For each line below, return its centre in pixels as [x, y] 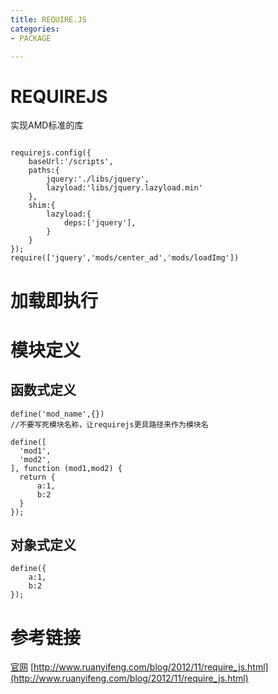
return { [37, 477]
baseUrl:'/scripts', [71, 162]
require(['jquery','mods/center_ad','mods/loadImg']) [125, 258]
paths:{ [44, 171]
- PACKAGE [31, 38]
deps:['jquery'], [100, 223]
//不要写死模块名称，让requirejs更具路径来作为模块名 [109, 424]
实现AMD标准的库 [47, 125]
